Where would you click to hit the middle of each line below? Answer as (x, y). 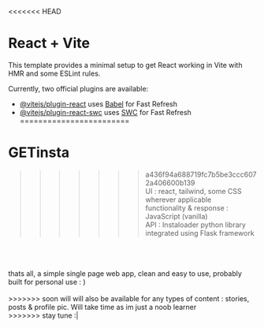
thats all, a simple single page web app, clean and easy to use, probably (125, 273)
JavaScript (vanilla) (177, 216)
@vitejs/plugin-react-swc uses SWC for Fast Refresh (105, 112)
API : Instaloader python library (196, 225)
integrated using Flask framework (200, 233)
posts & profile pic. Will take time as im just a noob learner (102, 307)
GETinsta (39, 153)
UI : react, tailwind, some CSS (193, 191)
